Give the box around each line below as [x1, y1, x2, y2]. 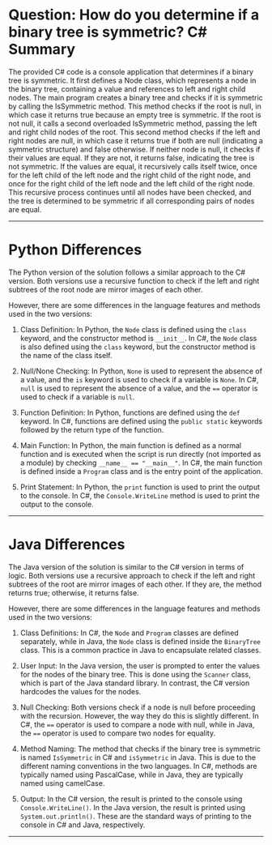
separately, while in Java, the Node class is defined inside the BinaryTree [19, 636, 261, 646]
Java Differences [8, 536, 125, 554]
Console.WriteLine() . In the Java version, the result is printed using [19, 802, 245, 812]
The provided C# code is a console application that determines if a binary [8, 66, 253, 76]
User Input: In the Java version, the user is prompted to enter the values [19, 660, 261, 670]
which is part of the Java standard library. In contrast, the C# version [19, 678, 250, 688]
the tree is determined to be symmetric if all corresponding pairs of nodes [8, 196, 255, 206]
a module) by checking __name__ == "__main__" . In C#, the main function [19, 458, 263, 467]
